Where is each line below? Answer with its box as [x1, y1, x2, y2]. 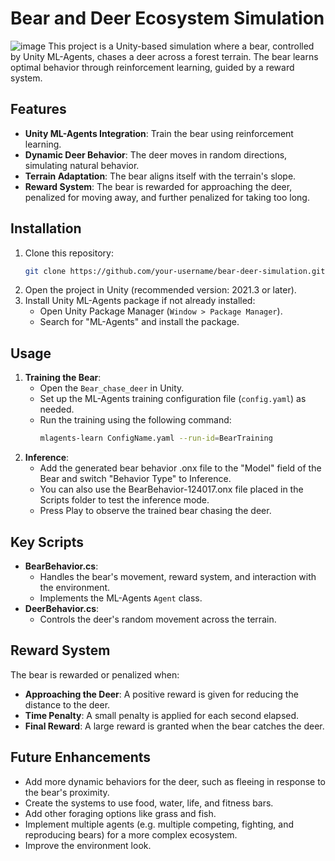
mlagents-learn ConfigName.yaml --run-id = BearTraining [39, 433, 273, 444]
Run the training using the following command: [39, 414, 232, 426]
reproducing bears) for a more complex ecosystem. [24, 828, 238, 841]
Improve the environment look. [24, 839, 152, 851]
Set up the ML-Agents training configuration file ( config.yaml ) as [39, 393, 307, 405]
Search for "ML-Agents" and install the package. [39, 316, 240, 328]
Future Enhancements [10, 749, 152, 766]
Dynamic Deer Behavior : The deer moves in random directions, [24, 148, 288, 161]
